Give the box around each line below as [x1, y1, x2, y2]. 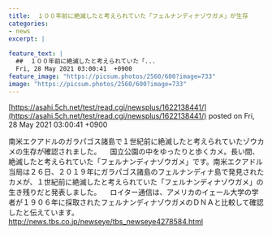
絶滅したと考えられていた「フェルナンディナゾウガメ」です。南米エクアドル [8, 156, 264, 167]
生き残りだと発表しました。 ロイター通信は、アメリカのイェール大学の [8, 187, 252, 197]
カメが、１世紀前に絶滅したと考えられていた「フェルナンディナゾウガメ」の [8, 176, 264, 187]
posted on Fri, [208, 110, 255, 120]
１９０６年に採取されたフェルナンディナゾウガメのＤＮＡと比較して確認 [22, 197, 264, 207]
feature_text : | [8, 50, 63, 58]
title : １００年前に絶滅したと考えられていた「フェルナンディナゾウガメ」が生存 [8, 11, 249, 20]
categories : [8, 19, 49, 28]
